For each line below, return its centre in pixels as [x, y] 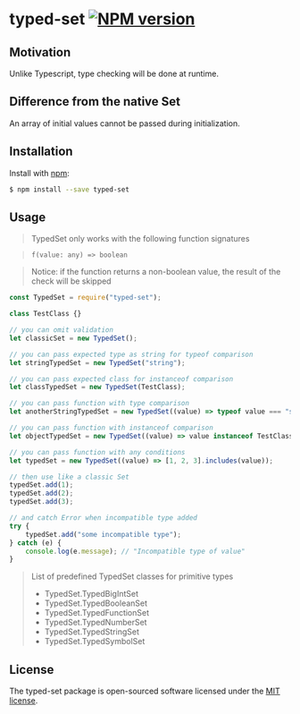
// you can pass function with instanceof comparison [112, 428]
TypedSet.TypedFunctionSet [97, 613]
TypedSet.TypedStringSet [92, 632]
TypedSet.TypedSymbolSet [95, 642]
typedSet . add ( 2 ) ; [42, 493]
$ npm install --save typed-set [69, 189]
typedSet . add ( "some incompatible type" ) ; [103, 534]
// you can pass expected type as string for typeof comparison [131, 354]
